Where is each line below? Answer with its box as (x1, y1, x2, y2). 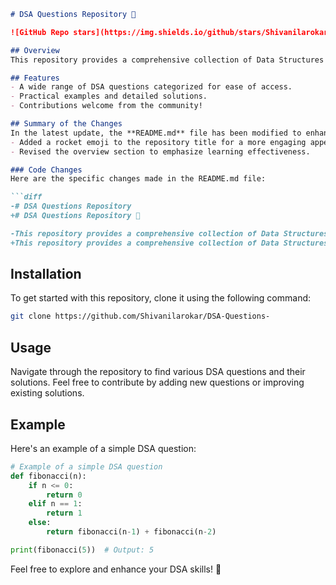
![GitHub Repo (10, 27, 70, 37)
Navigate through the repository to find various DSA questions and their (10, 366, 306, 378)
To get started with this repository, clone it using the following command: (10, 292, 312, 304)
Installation (10, 266, 82, 283)
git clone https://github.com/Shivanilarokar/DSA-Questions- (10, 311, 271, 322)
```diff (10, 192, 43, 202)
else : (28, 518, 52, 528)
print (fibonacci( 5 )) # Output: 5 (10, 545, 155, 555)
